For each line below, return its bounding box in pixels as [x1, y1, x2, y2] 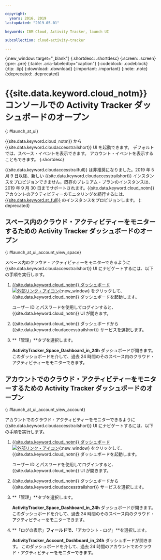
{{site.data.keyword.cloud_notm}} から [5, 138, 82, 144]
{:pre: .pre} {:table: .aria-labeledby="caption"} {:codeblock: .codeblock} [5, 61, 148, 67]
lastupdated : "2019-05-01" [5, 20, 59, 25]
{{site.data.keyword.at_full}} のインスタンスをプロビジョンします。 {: [5, 197, 142, 203]
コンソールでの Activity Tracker [5, 100, 132, 111]
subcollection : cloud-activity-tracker [5, 38, 86, 43]
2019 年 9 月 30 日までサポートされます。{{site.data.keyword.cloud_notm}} [5, 185, 155, 191]
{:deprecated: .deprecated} [5, 71, 59, 77]
